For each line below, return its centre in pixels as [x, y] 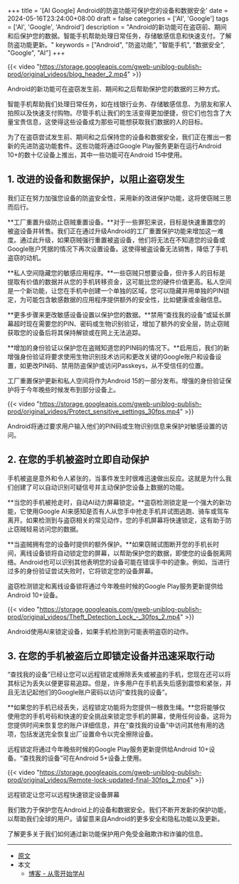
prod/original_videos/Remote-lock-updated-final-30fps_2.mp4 [99, 780]
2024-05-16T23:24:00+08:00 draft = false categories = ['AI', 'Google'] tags [118, 19]
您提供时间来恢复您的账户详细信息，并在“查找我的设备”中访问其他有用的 [113, 725]
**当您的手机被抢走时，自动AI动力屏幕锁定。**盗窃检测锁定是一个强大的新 [116, 502]
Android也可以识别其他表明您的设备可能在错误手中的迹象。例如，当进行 [124, 562]
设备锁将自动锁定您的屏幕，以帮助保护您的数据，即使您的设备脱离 [128, 553]
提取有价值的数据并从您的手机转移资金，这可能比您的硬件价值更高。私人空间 [119, 282]
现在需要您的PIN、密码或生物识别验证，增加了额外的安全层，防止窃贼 [128, 324]
